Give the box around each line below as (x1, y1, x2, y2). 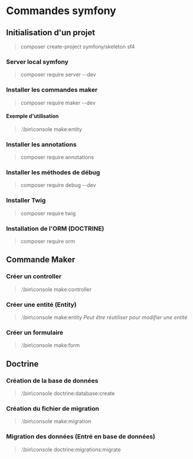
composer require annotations (20, 154, 94, 161)
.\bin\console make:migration (20, 418, 92, 425)
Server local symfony (6, 58, 69, 66)
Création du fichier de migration (6, 404, 99, 413)
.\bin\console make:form (20, 342, 80, 349)
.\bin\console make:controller (20, 286, 92, 293)
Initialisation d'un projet (6, 28, 95, 38)
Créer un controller (6, 272, 62, 280)
